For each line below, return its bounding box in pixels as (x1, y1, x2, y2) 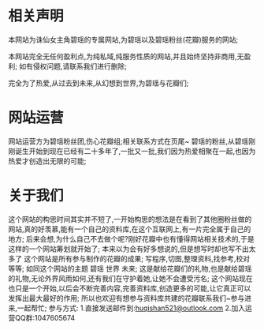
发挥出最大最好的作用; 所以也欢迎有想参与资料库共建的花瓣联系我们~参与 (8, 293, 245, 302)
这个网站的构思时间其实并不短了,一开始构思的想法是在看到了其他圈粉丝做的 (8, 214, 252, 223)
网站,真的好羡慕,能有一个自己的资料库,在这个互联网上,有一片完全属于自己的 (8, 224, 251, 234)
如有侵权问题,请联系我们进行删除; (19, 61, 128, 71)
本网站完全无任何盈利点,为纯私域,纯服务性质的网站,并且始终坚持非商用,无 (8, 51, 244, 61)
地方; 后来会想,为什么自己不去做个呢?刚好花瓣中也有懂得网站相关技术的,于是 (8, 234, 255, 243)
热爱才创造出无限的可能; (8, 156, 87, 166)
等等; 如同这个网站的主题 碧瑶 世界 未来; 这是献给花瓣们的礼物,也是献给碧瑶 (8, 264, 252, 273)
